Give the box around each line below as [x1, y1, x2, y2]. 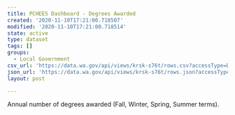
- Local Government [13, 56, 71, 63]
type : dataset [7, 36, 49, 43]
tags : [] [7, 43, 33, 49]
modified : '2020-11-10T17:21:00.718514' [7, 23, 127, 30]
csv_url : [7, 62, 33, 69]
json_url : [7, 68, 36, 75]
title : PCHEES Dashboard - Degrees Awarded [7, 10, 136, 17]
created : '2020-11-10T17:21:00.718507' [7, 17, 124, 24]
